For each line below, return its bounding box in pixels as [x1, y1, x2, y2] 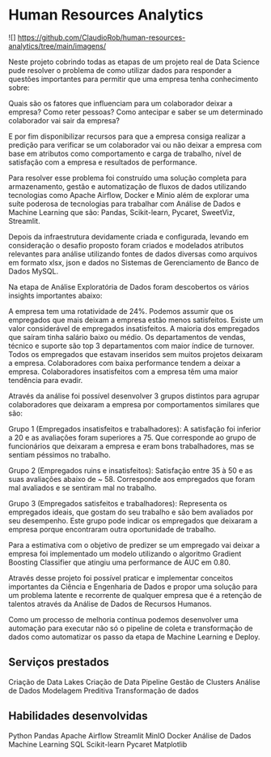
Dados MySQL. [8, 266, 59, 276]
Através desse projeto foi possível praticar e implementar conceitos [8, 573, 234, 583]
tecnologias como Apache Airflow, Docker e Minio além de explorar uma [8, 190, 249, 200]
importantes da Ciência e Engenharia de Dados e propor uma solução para [8, 582, 258, 591]
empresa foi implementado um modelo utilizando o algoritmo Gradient [8, 548, 242, 558]
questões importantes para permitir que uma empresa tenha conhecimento [8, 74, 259, 84]
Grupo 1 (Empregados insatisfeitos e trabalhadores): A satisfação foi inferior [8, 424, 261, 433]
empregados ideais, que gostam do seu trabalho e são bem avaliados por [8, 507, 253, 517]
